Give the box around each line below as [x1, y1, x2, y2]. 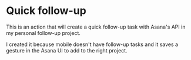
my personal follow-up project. [6, 29, 81, 36]
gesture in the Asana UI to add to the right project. [6, 47, 128, 54]
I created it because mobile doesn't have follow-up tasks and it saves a [6, 41, 178, 48]
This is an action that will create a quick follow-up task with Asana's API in [6, 23, 186, 30]
